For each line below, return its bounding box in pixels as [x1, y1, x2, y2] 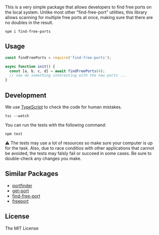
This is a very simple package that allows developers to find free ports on [5, 4, 152, 10]
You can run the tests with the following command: [5, 122, 107, 128]
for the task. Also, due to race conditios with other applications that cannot [5, 145, 154, 151]
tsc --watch [5, 114, 29, 118]
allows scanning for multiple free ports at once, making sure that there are [5, 15, 153, 20]
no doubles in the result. [5, 20, 53, 25]
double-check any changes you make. [5, 156, 81, 161]
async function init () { [5, 64, 55, 69]
